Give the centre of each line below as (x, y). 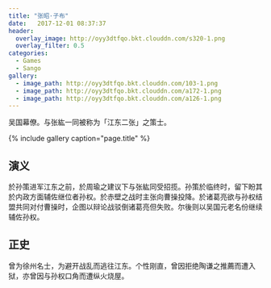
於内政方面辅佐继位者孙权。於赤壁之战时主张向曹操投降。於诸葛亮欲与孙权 (132, 197)
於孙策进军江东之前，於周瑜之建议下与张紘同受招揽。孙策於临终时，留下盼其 (135, 187)
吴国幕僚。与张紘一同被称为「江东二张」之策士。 (90, 123)
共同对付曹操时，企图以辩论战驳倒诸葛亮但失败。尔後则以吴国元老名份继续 (139, 207)
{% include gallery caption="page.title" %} (79, 139)
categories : (28, 53)
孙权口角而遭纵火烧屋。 (90, 276)
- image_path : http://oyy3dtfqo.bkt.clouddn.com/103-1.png (117, 83)
